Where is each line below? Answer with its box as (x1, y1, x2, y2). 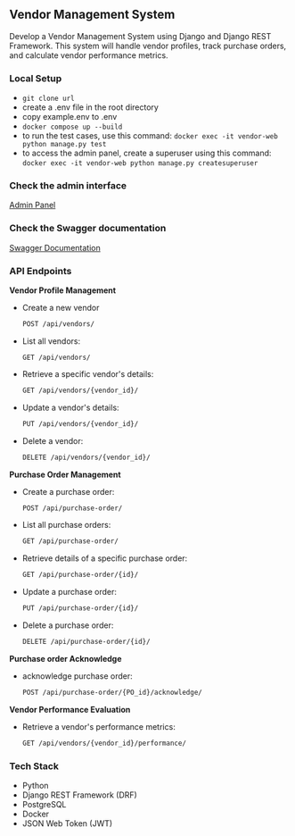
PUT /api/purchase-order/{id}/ (21, 604, 139, 613)
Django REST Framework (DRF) (21, 790, 138, 800)
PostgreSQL (21, 798, 67, 809)
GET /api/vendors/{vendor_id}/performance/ (21, 739, 187, 748)
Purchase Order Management (9, 469, 122, 480)
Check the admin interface (9, 180, 127, 192)
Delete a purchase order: (21, 620, 114, 631)
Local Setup (9, 71, 62, 84)
